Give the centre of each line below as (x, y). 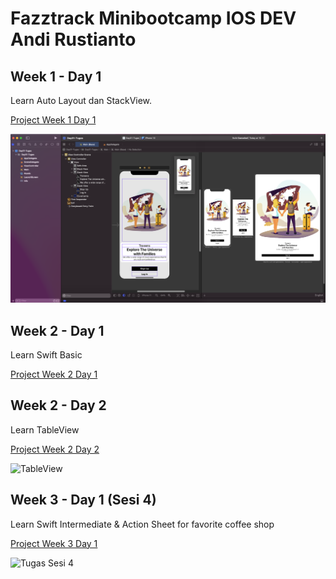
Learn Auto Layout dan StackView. (81, 100)
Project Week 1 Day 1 (53, 120)
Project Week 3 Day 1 (54, 543)
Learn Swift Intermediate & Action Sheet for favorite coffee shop (142, 524)
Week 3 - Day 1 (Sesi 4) (83, 500)
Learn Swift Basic (46, 355)
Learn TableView (45, 429)
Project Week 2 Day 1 (54, 374)
